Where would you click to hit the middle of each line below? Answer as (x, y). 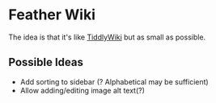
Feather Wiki (52, 15)
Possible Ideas (46, 62)
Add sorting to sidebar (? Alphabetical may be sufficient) (114, 81)
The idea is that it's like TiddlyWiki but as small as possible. (107, 37)
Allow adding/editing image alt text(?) (83, 90)
